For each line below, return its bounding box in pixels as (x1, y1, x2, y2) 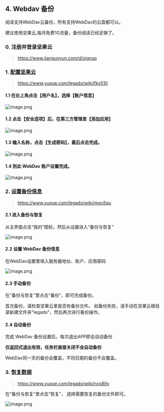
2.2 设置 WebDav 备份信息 (5, 246, 60, 252)
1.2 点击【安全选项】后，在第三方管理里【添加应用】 (5, 116, 113, 122)
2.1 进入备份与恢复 (5, 212, 43, 218)
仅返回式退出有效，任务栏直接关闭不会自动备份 (5, 344, 101, 350)
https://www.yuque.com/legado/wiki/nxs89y (17, 380, 110, 386)
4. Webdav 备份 (5, 5, 54, 14)
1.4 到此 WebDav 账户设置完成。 (5, 163, 72, 169)
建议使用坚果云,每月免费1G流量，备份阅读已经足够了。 (5, 30, 117, 36)
